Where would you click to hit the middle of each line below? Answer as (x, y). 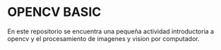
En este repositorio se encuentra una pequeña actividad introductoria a (110, 31)
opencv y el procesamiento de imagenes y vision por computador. (103, 38)
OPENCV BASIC (54, 12)
